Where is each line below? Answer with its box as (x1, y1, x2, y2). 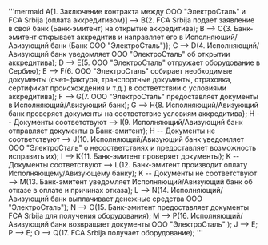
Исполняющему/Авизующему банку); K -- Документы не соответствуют (8, 168, 258, 178)
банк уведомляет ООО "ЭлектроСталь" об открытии (50, 50, 230, 58)
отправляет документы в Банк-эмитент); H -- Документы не (8, 126, 216, 135)
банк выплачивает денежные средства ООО (50, 194, 202, 203)
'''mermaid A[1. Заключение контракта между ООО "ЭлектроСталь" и (8, 7, 246, 16)
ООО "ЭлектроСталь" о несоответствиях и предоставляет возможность (8, 143, 257, 152)
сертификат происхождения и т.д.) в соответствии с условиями (8, 83, 226, 93)
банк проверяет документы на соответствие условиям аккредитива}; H (8, 109, 255, 118)
